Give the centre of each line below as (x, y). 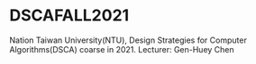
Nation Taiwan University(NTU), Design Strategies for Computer (128, 40)
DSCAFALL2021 (69, 16)
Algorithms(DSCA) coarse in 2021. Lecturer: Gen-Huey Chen (122, 49)
